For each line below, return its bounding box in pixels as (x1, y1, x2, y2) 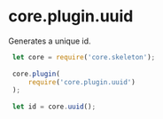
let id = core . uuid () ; (12, 102, 97, 112)
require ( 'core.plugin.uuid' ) (27, 77, 136, 86)
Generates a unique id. (8, 36, 91, 46)
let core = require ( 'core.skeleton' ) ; (12, 52, 156, 61)
